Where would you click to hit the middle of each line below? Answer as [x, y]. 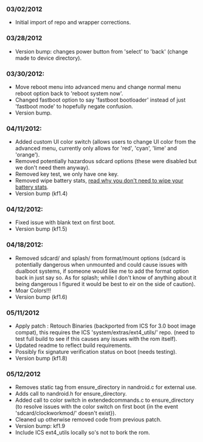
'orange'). [27, 155]
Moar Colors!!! [33, 290]
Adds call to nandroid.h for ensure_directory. [71, 394]
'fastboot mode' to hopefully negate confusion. [74, 106]
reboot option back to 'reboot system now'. [69, 93]
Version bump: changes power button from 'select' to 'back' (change [101, 51]
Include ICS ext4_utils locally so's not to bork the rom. [82, 433]
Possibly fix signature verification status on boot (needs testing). [96, 352]
